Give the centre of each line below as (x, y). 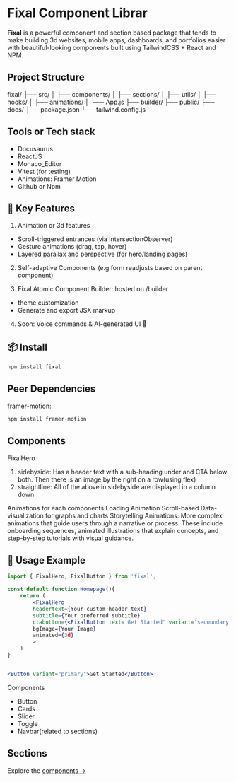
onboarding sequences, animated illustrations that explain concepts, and (113, 530)
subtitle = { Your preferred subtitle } (87, 615)
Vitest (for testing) (44, 171)
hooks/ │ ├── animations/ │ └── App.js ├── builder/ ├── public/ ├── (111, 102)
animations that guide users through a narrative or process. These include (115, 523)
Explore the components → (47, 770)
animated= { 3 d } (53, 635)
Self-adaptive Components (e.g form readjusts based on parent (110, 268)
